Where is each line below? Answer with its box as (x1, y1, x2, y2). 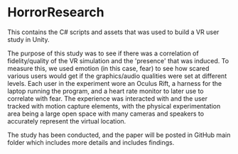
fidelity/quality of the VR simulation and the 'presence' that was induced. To (7, 56, 229, 65)
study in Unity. (7, 35, 50, 43)
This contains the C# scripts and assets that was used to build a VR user (7, 28, 220, 36)
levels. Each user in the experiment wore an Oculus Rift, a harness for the (7, 79, 222, 87)
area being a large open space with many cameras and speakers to (7, 109, 205, 118)
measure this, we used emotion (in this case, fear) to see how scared (7, 64, 210, 72)
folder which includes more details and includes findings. (7, 138, 175, 146)
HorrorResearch (7, 4, 104, 21)
